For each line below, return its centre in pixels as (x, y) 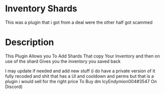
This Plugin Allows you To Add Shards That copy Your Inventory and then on (82, 56)
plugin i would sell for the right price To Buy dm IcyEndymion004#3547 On (81, 81)
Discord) (14, 87)
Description (30, 42)
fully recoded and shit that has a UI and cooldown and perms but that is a (80, 76)
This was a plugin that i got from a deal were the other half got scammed (79, 22)
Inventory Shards (41, 9)
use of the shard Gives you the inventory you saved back (63, 61)
